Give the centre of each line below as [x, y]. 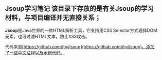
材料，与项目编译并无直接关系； [53, 18]
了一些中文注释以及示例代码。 [35, 53]
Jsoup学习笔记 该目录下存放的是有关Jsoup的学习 [80, 9]
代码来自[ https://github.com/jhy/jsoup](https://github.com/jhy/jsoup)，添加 [80, 46]
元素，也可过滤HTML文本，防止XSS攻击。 [47, 36]
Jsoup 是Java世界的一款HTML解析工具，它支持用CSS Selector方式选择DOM [81, 30]
